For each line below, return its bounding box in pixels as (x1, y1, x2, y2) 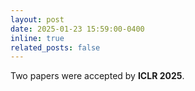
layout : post (10, 14, 65, 25)
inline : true (10, 33, 65, 43)
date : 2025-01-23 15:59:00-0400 (10, 24, 145, 34)
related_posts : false (10, 42, 101, 53)
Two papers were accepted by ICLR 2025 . (10, 70, 185, 82)
